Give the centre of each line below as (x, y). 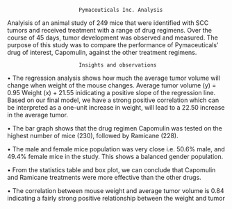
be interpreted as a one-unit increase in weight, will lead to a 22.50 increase (116, 107)
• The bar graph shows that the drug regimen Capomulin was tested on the (115, 128)
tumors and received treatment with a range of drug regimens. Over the (109, 30)
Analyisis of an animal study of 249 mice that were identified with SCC (108, 23)
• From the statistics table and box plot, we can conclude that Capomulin (111, 170)
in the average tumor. (38, 115)
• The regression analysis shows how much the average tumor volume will (114, 78)
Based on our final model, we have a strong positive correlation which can (113, 100)
